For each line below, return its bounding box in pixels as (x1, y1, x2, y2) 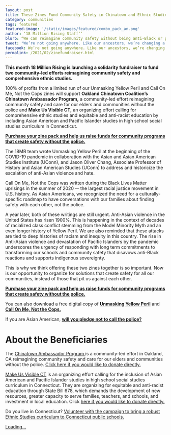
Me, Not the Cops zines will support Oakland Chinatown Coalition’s (5, 90, 149, 96)
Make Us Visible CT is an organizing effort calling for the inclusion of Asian (5, 371, 162, 378)
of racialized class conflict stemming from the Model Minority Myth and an (5, 222, 162, 228)
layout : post (5, 7, 33, 13)
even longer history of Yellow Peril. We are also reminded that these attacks (5, 228, 164, 234)
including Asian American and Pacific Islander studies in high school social (5, 117, 162, 124)
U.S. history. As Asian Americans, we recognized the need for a (5, 190, 138, 197)
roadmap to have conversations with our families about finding (23, 196, 154, 202)
